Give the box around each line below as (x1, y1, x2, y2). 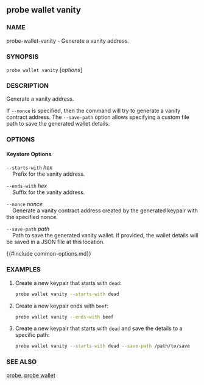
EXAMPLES (6, 265, 41, 274)
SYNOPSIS (6, 52, 39, 60)
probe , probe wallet (6, 372, 56, 379)
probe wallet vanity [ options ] (6, 66, 83, 73)
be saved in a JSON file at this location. (6, 238, 105, 246)
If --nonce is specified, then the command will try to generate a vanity (6, 107, 181, 115)
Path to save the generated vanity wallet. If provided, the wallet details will (12, 232, 199, 239)
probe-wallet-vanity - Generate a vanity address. (6, 37, 130, 45)
